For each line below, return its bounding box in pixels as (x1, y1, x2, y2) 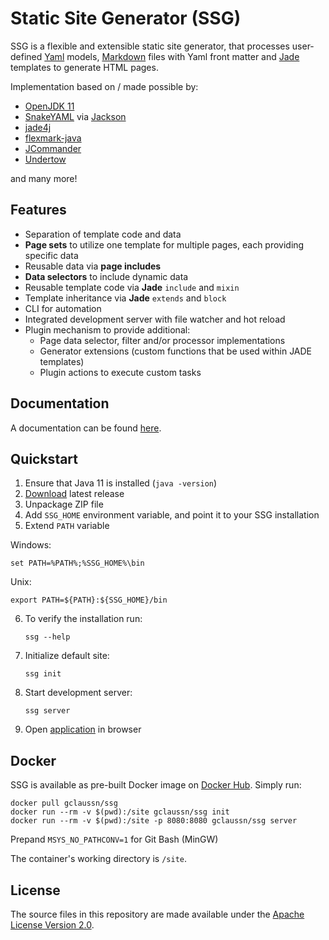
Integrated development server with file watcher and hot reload (24, 313, 286, 325)
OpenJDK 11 (24, 100, 75, 112)
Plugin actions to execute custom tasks (39, 366, 202, 378)
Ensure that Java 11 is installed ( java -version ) (24, 477, 218, 489)
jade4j (24, 121, 52, 133)
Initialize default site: (24, 650, 110, 662)
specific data (24, 249, 79, 261)
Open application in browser (24, 723, 142, 736)
